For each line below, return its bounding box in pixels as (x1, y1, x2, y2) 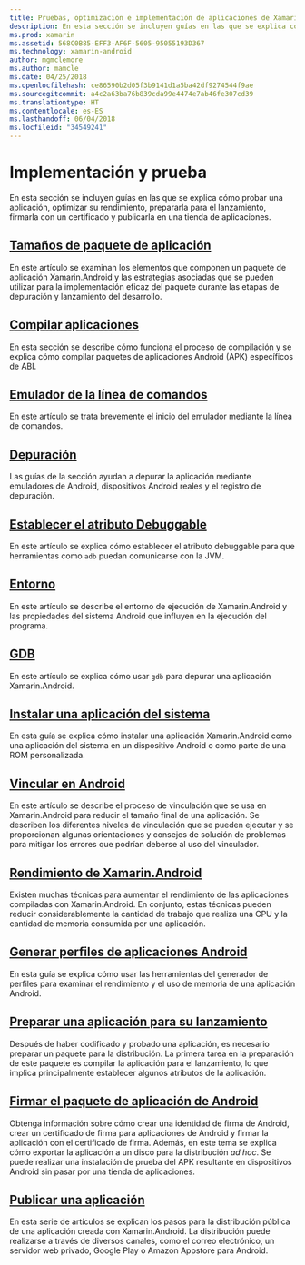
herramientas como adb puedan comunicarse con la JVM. (9, 550, 225, 561)
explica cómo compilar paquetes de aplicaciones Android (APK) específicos (9, 351, 293, 361)
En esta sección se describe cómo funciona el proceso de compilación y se (9, 341, 292, 352)
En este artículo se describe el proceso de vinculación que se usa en (9, 800, 267, 811)
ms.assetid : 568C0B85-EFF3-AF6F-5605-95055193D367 (9, 38, 205, 48)
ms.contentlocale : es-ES (9, 106, 103, 115)
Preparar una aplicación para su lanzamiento (9, 1014, 268, 1030)
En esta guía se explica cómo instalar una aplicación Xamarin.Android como (9, 730, 293, 741)
